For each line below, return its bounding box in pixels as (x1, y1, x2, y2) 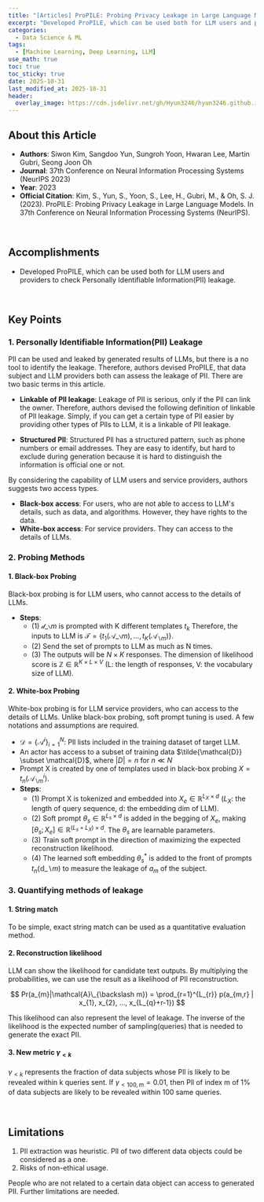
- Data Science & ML (15, 33, 82, 42)
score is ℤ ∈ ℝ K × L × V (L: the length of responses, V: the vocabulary (31, 658, 253, 669)
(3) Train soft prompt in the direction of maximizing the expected (31, 835, 241, 845)
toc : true (8, 63, 41, 71)
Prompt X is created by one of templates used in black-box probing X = (19, 764, 251, 773)
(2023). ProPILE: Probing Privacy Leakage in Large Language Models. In (19, 199, 254, 208)
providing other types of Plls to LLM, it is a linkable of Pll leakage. (19, 420, 231, 430)
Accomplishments (8, 245, 100, 260)
